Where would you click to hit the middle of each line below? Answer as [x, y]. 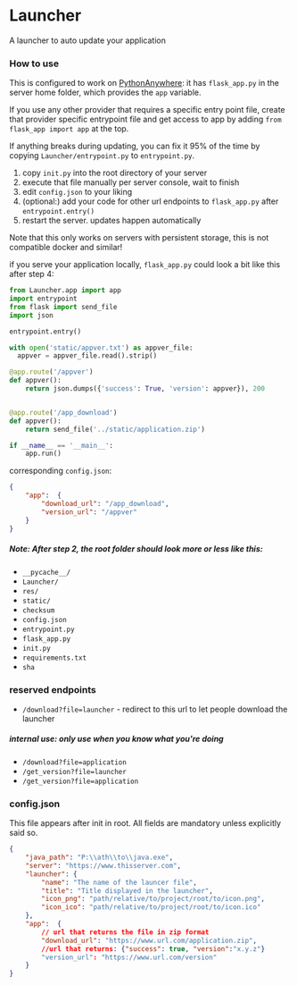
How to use [34, 63]
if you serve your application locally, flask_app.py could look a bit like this [145, 265]
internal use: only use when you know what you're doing [117, 739]
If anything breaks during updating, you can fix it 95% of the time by [135, 146]
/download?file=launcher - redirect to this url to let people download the [155, 709]
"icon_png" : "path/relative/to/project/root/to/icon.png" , [153, 899]
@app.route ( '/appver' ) [51, 372]
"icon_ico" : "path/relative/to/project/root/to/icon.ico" [151, 907]
